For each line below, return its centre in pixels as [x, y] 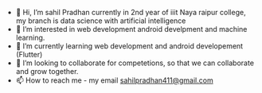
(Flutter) [29, 54]
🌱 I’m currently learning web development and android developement [129, 46]
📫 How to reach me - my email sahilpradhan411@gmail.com [114, 80]
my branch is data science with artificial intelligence [101, 21]
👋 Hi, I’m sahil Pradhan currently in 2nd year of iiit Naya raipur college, [131, 12]
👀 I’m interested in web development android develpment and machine [131, 29]
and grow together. [47, 71]
